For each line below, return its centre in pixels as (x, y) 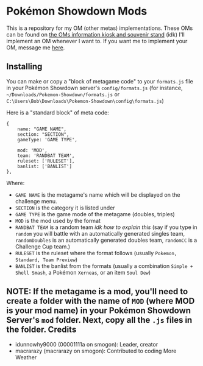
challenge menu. (36, 201)
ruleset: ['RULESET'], (46, 161)
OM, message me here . (36, 48)
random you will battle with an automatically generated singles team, (100, 233)
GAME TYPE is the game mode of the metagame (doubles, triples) (95, 214)
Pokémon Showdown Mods (77, 11)
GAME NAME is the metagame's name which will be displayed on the (98, 195)
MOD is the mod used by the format (58, 220)
